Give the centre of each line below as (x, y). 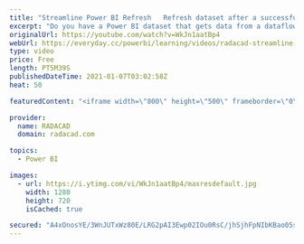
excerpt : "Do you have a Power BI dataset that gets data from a (135, 26)
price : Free (32, 60)
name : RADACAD (44, 126)
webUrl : (24, 43)
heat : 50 (26, 85)
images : (24, 175)
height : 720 (48, 201)
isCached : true (54, 209)
